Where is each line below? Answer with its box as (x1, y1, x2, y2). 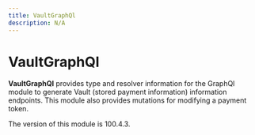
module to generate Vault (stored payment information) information (8, 88, 227, 97)
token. (8, 104, 29, 114)
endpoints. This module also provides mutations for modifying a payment (8, 96, 247, 105)
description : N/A (8, 19, 66, 27)
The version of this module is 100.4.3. (8, 119, 131, 129)
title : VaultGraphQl (8, 11, 77, 20)
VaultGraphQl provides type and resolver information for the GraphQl (8, 79, 235, 88)
